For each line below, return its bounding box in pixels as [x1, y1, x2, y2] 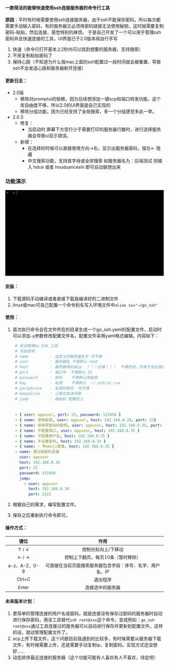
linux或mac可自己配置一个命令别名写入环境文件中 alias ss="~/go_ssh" [12, 302, 158, 308]
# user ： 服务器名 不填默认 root [15, 359, 99, 364]
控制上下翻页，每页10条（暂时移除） [64, 554, 141, 560]
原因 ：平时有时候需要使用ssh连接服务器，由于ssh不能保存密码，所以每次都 [5, 17, 161, 23]
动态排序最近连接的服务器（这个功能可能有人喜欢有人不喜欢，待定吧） [12, 654, 158, 660]
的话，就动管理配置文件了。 [12, 629, 70, 635]
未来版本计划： [5, 598, 36, 604]
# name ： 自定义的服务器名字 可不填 [15, 354, 102, 359]
